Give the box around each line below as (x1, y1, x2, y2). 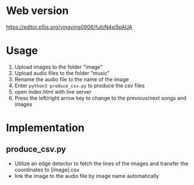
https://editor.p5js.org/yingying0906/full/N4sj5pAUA (6, 23, 133, 30)
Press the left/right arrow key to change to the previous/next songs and (14, 94, 187, 101)
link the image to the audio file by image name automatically (14, 172, 160, 179)
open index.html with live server (14, 88, 92, 95)
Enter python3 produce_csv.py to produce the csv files (14, 82, 145, 89)
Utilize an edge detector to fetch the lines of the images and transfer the (14, 160, 189, 167)
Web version (6, 4, 69, 18)
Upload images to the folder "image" (14, 63, 103, 70)
